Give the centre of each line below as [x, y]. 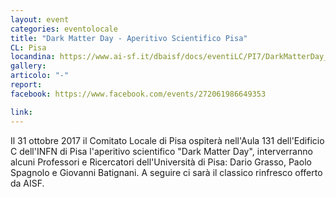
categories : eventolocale [64, 29]
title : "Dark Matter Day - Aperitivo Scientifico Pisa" [129, 38]
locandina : [33, 57]
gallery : [28, 66]
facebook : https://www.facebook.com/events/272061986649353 [138, 94]
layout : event [40, 19]
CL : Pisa [28, 47]
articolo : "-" [40, 76]
